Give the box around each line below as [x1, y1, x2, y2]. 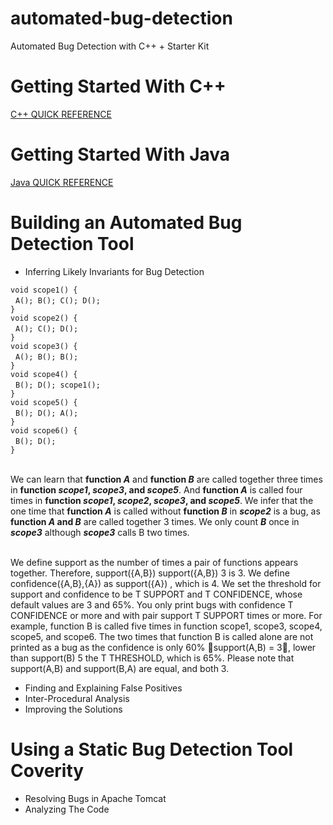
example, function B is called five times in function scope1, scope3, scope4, [10, 620, 323, 632]
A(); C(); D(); [14, 323, 79, 334]
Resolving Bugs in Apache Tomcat [24, 792, 167, 804]
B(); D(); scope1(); [14, 380, 101, 390]
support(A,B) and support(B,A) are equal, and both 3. [10, 662, 230, 674]
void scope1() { [10, 285, 78, 295]
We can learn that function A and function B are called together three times [10, 473, 323, 485]
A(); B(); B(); [14, 352, 79, 362]
